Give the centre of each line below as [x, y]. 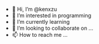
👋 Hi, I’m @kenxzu [34, 9]
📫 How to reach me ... [40, 35]
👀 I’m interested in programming [52, 15]
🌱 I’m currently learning [41, 22]
